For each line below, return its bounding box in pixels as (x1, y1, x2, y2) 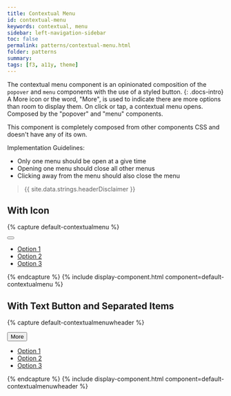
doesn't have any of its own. (7, 130, 88, 138)
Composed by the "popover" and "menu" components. (7, 110, 163, 118)
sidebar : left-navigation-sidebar (7, 29, 107, 37)
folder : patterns (7, 49, 57, 56)
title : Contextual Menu (7, 10, 76, 17)
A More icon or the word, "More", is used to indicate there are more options (7, 94, 221, 103)
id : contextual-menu (7, 17, 67, 23)
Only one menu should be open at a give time (17, 156, 147, 165)
